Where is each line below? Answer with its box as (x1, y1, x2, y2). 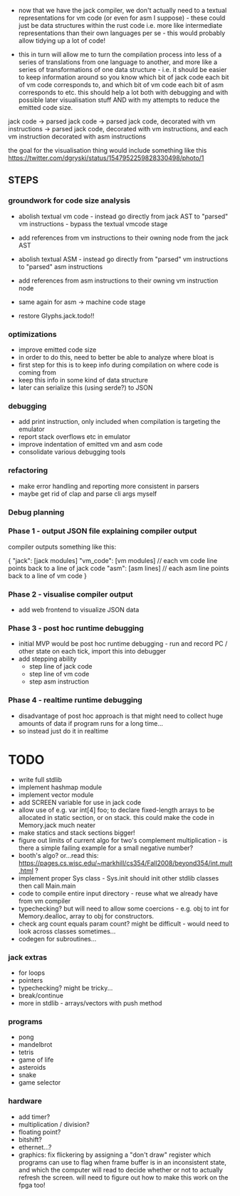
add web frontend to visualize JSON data (18, 606, 140, 614)
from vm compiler (18, 896, 71, 905)
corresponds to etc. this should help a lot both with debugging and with (18, 88, 229, 96)
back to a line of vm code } (8, 571, 88, 580)
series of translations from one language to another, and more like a (18, 58, 218, 66)
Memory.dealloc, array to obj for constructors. (18, 911, 155, 920)
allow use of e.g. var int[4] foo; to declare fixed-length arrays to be (18, 806, 215, 814)
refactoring (8, 465, 48, 475)
